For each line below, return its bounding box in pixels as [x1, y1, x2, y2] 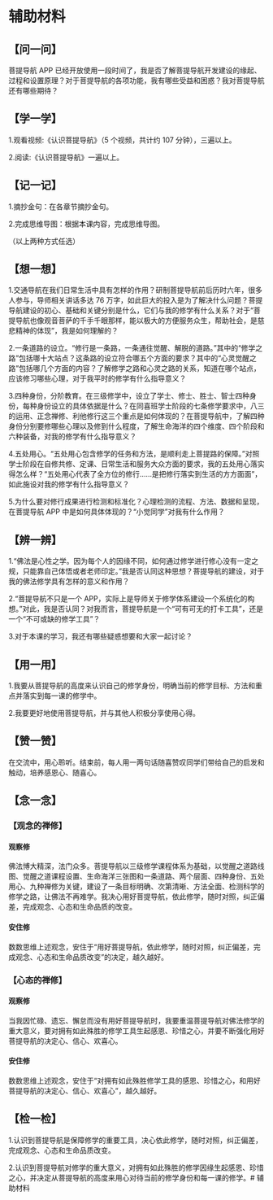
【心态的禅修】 [8, 974, 67, 985]
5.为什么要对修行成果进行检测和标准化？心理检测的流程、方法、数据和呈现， [8, 497, 264, 507]
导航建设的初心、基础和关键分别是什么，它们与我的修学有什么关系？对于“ [8, 306, 254, 316]
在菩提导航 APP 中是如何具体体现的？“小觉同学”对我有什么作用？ [8, 507, 225, 517]
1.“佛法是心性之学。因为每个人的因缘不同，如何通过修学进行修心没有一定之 [8, 556, 258, 566]
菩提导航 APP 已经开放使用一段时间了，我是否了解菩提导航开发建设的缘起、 [8, 66, 262, 75]
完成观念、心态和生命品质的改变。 [22, 902, 136, 912]
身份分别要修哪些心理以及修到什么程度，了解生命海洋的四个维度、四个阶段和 [8, 421, 265, 431]
